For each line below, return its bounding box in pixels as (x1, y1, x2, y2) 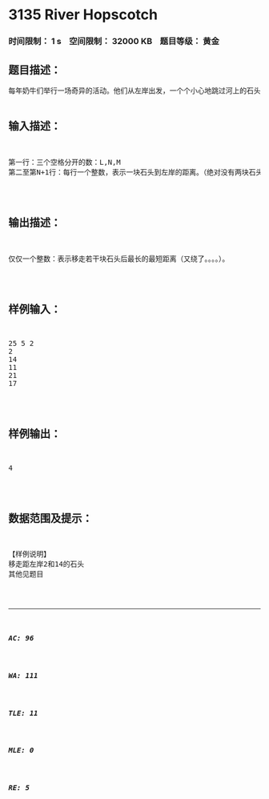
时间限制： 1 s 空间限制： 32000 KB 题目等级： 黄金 (8, 36, 220, 47)
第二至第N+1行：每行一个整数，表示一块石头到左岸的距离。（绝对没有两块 (8, 167, 250, 177)
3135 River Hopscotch (8, 6, 159, 24)
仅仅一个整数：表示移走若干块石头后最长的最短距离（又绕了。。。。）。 (8, 254, 230, 263)
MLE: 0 (8, 746, 34, 755)
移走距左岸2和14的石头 (8, 559, 85, 568)
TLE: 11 (8, 709, 38, 717)
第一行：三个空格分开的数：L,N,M (8, 158, 122, 167)
